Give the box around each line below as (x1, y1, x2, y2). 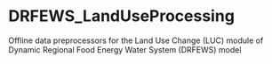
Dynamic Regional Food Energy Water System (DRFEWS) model (8, 44, 242, 54)
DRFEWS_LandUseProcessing (8, 6, 235, 26)
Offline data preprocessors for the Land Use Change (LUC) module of (8, 35, 264, 46)
